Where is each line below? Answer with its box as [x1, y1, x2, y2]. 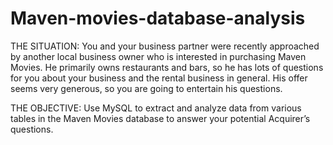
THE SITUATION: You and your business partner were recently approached [10, 40, 320, 52]
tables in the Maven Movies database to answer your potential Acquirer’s [10, 112, 311, 124]
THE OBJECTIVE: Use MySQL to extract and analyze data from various [10, 102, 302, 114]
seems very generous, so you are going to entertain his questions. [10, 82, 283, 94]
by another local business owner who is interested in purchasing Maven [10, 50, 307, 62]
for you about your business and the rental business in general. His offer [10, 72, 308, 84]
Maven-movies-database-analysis [10, 7, 306, 30]
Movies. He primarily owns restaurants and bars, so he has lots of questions [10, 61, 324, 73]
